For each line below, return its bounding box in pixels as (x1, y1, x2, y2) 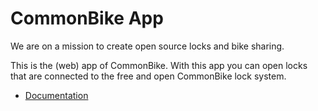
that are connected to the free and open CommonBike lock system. (10, 70, 287, 82)
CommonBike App (10, 7, 164, 30)
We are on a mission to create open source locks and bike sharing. (10, 40, 285, 52)
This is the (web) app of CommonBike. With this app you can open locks (10, 59, 308, 71)
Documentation (24, 89, 89, 101)
